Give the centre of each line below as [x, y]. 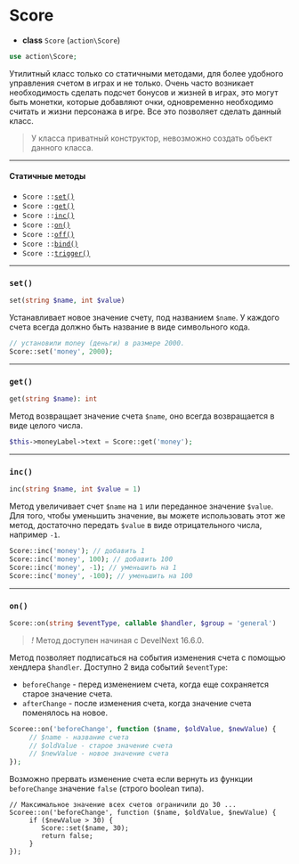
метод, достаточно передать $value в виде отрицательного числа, [136, 526]
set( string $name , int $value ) [67, 301]
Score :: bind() [50, 245]
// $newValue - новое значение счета [99, 754]
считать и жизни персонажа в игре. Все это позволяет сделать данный [145, 111]
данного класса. [62, 147]
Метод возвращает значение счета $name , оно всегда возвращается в [142, 416]
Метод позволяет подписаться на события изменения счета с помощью [148, 657]
